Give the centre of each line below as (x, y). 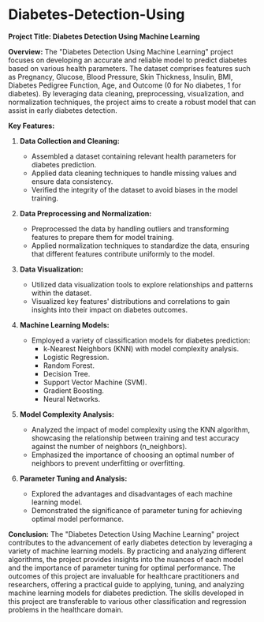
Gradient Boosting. (74, 390)
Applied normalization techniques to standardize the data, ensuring (140, 245)
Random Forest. (69, 365)
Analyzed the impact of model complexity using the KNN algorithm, (141, 429)
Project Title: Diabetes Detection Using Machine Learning (104, 36)
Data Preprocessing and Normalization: (86, 213)
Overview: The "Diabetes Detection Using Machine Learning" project (121, 51)
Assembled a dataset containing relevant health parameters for (134, 156)
